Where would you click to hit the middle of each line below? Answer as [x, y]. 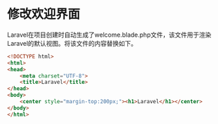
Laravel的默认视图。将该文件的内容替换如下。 [72, 43]
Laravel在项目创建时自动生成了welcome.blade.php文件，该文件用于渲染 [109, 35]
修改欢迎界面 [44, 14]
